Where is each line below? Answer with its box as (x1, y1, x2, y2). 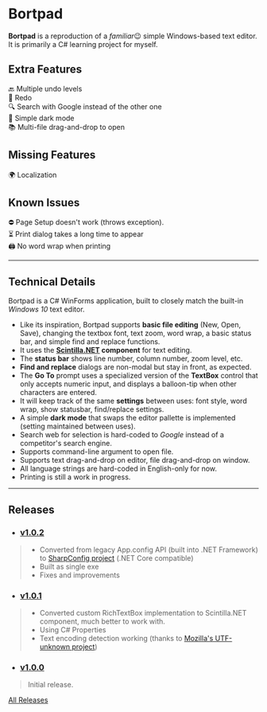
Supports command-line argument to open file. (19, 447, 174, 456)
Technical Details (8, 275, 96, 288)
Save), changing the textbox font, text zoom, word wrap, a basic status (19, 328, 252, 338)
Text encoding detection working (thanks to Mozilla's (39, 634, 214, 644)
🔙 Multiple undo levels (8, 84, 83, 93)
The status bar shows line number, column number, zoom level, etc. (19, 354, 243, 363)
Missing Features (8, 148, 96, 162)
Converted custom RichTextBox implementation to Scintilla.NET (39, 608, 247, 618)
